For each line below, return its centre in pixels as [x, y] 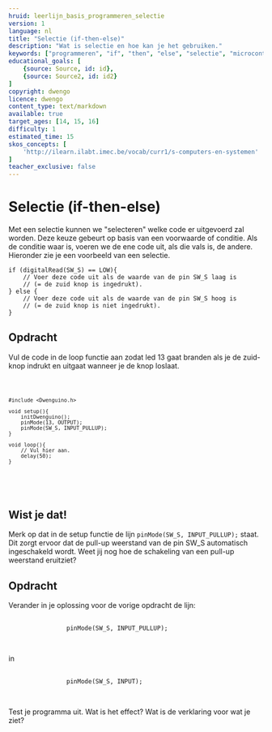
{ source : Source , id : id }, [68, 69]
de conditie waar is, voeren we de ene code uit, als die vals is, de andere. [131, 247]
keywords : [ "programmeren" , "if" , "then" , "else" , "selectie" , [117, 54]
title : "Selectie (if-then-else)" [67, 39]
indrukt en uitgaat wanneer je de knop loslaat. [103, 365]
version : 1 [27, 24]
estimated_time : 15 [41, 136]
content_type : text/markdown [57, 106]
